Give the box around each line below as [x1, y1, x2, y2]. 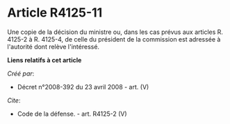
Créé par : [7, 69, 35, 78]
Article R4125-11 [7, 5, 103, 21]
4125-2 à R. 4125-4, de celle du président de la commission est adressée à [7, 35, 221, 43]
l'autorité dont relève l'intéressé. [7, 42, 99, 51]
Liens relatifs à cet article [7, 55, 82, 64]
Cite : [7, 96, 21, 105]
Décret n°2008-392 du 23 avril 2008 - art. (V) [17, 82, 149, 91]
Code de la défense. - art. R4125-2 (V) [17, 109, 127, 118]
